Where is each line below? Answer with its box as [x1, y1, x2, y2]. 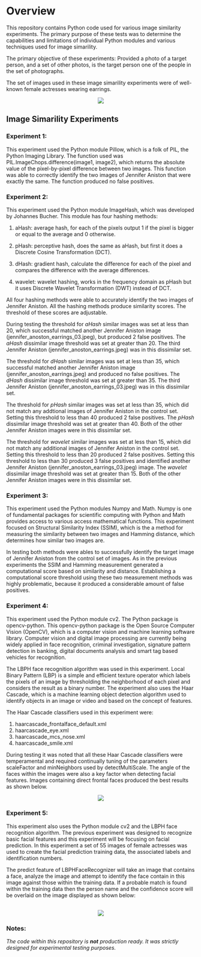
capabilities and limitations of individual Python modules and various [6, 37, 176, 44]
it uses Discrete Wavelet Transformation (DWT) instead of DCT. [14, 284, 172, 291]
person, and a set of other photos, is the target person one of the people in [6, 61, 191, 68]
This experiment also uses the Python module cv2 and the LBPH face [6, 823, 178, 830]
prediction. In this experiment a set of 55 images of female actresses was [6, 841, 188, 849]
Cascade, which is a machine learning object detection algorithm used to [6, 691, 187, 698]
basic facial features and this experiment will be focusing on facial [6, 835, 170, 842]
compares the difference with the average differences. [14, 266, 150, 273]
